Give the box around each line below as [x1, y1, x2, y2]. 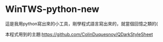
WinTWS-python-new [5, 3, 100, 15]
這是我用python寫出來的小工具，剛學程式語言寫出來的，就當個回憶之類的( [5, 20, 158, 26]
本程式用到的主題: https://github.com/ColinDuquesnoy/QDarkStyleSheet [5, 31, 153, 37]
